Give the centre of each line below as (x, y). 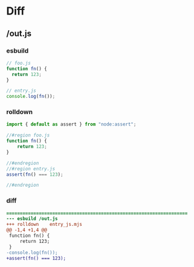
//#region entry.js (31, 169)
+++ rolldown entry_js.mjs (44, 225)
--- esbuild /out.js (32, 219)
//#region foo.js (28, 135)
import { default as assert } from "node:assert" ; (71, 124)
